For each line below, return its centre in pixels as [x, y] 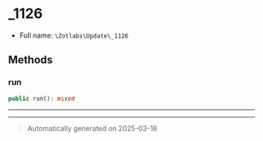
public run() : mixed [42, 99]
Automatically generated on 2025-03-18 [92, 128]
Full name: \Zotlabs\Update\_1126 [74, 35]
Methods [31, 60]
